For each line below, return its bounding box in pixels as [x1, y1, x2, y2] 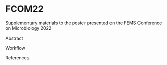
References [5, 54, 30, 61]
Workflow [5, 45, 25, 51]
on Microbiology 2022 [5, 25, 52, 31]
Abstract [5, 35, 23, 41]
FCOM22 [5, 3, 44, 15]
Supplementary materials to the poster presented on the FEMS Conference [5, 20, 162, 26]
